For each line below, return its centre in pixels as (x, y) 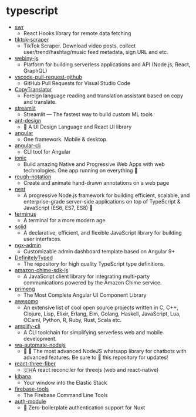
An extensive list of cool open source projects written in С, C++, (101, 307)
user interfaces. (42, 239)
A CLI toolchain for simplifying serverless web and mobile (93, 332)
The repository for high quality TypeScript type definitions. (94, 264)
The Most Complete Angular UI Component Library (85, 295)
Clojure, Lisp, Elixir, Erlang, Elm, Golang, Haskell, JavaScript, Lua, (102, 313)
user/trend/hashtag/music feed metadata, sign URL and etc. (96, 52)
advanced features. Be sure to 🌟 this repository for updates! (96, 357)
